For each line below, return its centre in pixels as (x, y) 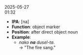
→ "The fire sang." (37, 47)
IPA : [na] (20, 22)
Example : (21, 37)
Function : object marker (36, 27)
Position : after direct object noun (45, 32)
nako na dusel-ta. (37, 42)
